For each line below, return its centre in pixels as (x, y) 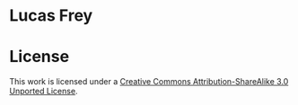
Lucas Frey (51, 16)
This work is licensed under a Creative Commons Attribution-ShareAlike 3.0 (149, 82)
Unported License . (44, 92)
